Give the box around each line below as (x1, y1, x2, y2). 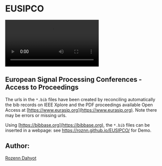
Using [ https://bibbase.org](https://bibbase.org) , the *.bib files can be (5, 122, 150, 128)
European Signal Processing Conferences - (5, 75, 142, 84)
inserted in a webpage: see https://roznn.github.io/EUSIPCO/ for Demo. (5, 127, 152, 133)
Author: (5, 142, 30, 150)
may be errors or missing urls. (5, 112, 67, 118)
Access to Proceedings (5, 83, 79, 92)
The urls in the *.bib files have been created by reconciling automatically (5, 96, 156, 102)
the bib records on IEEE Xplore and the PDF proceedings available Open (5, 102, 153, 108)
